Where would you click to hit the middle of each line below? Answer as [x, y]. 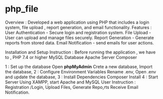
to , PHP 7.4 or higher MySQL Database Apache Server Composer [71, 57]
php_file [22, 9]
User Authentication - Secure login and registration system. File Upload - [78, 32]
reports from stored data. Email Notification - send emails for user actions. [80, 42]
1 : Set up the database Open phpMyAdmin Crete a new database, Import [79, 67]
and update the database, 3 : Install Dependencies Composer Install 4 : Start [81, 77]
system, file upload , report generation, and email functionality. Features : [78, 27]
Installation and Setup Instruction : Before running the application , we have [80, 52]
